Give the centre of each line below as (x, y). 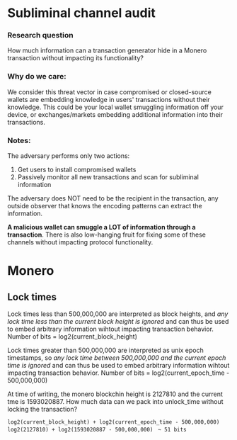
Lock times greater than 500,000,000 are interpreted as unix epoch (105, 350)
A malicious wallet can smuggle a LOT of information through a (102, 227)
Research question (40, 35)
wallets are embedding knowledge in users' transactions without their (109, 99)
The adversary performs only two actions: (69, 156)
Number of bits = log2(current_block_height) (73, 337)
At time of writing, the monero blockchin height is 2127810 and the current (115, 394)
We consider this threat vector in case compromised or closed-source (110, 92)
